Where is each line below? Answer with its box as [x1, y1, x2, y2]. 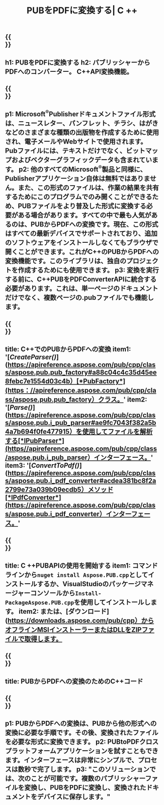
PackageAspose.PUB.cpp [5, 599, 74, 606]
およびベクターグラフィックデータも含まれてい [11, 156, 152, 164]
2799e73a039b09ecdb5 [5, 486, 82, 494]
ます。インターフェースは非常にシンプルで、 [5, 756, 138, 764]
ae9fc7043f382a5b [95, 419, 156, 427]
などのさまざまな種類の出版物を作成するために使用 [5, 128, 159, 137]
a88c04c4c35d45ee [92, 368, 157, 377]
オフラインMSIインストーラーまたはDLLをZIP [5, 625, 142, 634]
